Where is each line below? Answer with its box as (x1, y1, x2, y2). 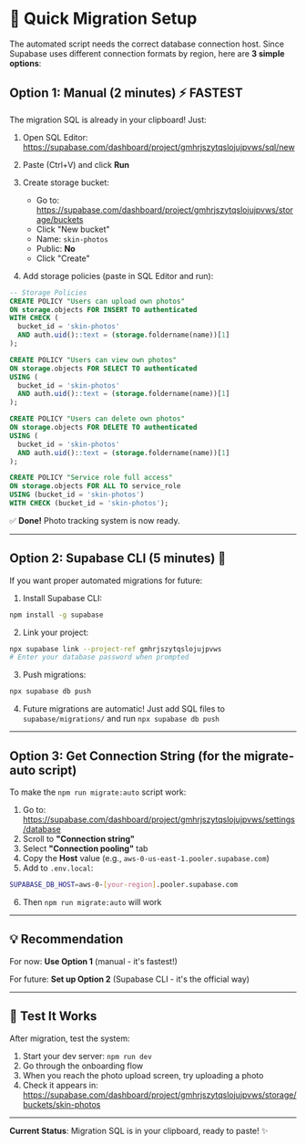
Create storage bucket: (22, 177, 109, 188)
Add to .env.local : (22, 862, 94, 873)
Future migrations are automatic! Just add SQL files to (22, 703, 226, 714)
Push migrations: (22, 670, 87, 681)
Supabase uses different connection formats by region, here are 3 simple (9, 47, 285, 58)
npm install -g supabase (9, 610, 104, 619)
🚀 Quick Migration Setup (9, 8, 198, 29)
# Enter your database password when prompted (9, 652, 189, 662)
